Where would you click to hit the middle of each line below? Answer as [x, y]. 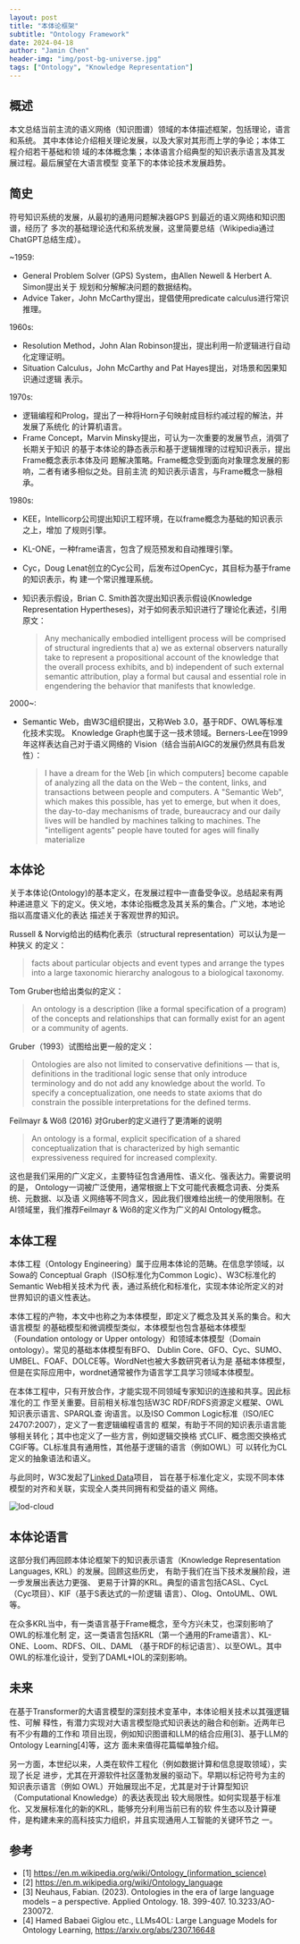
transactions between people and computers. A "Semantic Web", [164, 791]
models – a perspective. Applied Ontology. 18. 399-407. [124, 1901]
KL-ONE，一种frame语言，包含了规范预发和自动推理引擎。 [130, 549]
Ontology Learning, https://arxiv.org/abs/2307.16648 [119, 1930]
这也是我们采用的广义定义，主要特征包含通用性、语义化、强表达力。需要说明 [150, 1176]
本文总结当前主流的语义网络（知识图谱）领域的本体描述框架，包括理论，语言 [150, 129]
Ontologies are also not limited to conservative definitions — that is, [155, 1064]
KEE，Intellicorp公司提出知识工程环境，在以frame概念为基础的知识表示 [153, 519]
